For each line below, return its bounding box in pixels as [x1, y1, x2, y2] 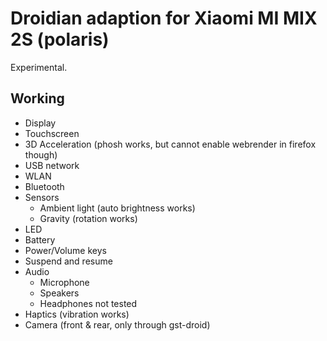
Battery [24, 233, 56, 246]
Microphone [39, 276, 90, 288]
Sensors [24, 191, 60, 203]
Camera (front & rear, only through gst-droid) [24, 318, 211, 331]
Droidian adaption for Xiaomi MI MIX [10, 7, 318, 30]
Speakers [39, 287, 80, 299]
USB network [24, 159, 80, 171]
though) [24, 148, 58, 161]
